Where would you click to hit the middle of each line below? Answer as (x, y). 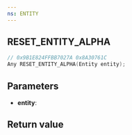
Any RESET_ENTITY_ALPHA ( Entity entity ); (67, 64)
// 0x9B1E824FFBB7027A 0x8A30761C (57, 58)
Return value (35, 125)
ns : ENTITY (23, 14)
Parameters (33, 86)
